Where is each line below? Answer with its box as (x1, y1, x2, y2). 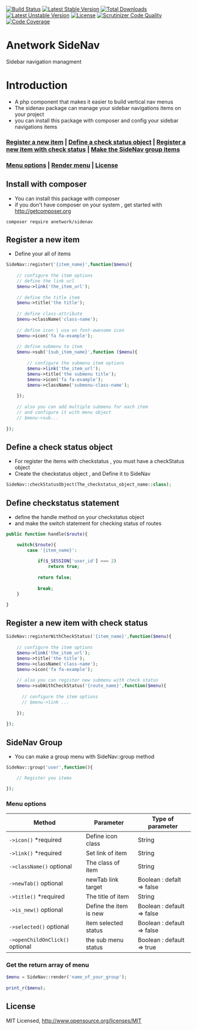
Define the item (86, 902, 128, 910)
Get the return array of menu (6, 961, 89, 969)
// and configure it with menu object (16, 409, 111, 415)
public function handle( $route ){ (6, 531, 88, 537)
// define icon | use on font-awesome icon (16, 327, 125, 333)
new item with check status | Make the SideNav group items (6, 145, 181, 153)
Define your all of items (14, 250, 72, 257)
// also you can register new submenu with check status (16, 677, 159, 683)
